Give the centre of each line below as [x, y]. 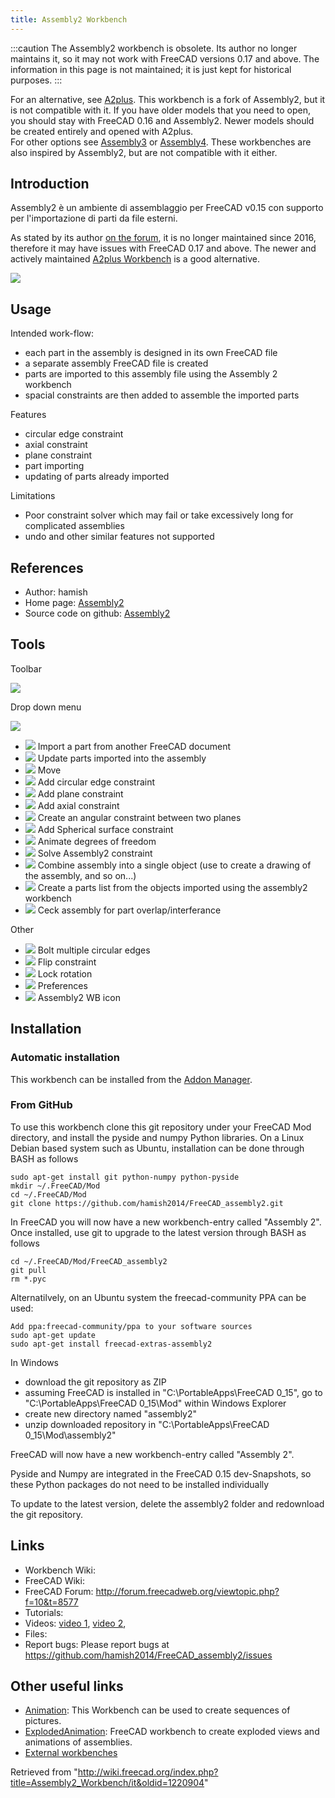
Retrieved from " [44, 1772]
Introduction [50, 184]
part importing [54, 466]
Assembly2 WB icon [79, 997]
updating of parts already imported [97, 477]
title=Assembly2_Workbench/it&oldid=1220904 [107, 1783]
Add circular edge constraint [96, 782]
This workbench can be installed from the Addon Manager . [131, 1079]
